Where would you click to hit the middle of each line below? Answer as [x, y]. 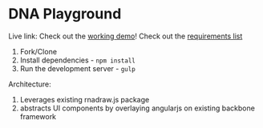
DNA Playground [65, 14]
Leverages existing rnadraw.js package [85, 99]
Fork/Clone [38, 51]
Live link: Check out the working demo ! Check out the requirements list [125, 36]
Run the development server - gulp [78, 68]
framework [38, 116]
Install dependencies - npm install [78, 60]
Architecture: [30, 84]
